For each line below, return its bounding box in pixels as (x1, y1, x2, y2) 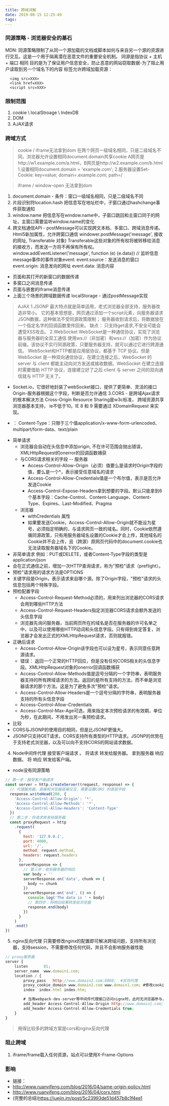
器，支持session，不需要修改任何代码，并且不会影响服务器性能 (12, 944, 144, 950)
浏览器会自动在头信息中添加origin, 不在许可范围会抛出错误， (20, 444, 145, 450)
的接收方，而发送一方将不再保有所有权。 (12, 244, 97, 250)
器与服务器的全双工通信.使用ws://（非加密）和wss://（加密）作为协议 (17, 335, 162, 341)
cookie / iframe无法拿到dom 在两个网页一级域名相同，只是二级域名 (17, 148, 157, 154)
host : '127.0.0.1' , (23, 834, 65, 839)
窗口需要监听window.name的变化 (26, 218, 95, 225)
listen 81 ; (14, 964, 51, 969)
